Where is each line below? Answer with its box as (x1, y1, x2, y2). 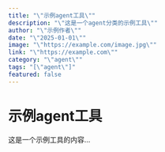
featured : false (8, 70, 62, 78)
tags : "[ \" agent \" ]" (8, 63, 77, 71)
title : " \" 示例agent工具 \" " (8, 11, 96, 20)
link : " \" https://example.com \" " (8, 48, 118, 56)
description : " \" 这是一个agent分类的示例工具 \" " (8, 19, 158, 27)
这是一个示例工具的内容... (8, 135, 91, 144)
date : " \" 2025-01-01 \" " (8, 33, 87, 42)
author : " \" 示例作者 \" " (8, 26, 81, 34)
